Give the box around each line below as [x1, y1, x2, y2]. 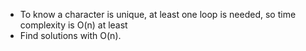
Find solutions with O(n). [19, 30, 122, 41]
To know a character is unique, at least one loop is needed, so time [19, 9, 297, 20]
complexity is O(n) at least [19, 19, 128, 31]
